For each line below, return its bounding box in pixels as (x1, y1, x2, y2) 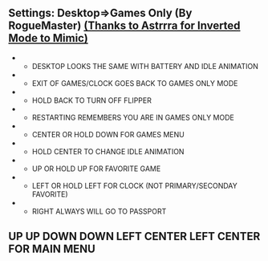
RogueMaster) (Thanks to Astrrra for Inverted (8, 19, 241, 33)
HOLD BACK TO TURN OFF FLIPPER (31, 96, 152, 105)
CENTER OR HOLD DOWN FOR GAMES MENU (31, 129, 185, 139)
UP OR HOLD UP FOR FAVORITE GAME (31, 164, 161, 173)
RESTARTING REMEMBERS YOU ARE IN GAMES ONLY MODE (31, 112, 234, 122)
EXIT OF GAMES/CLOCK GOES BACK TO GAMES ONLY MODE (31, 78, 238, 88)
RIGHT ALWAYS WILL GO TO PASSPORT (31, 206, 167, 216)
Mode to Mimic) (8, 31, 88, 45)
